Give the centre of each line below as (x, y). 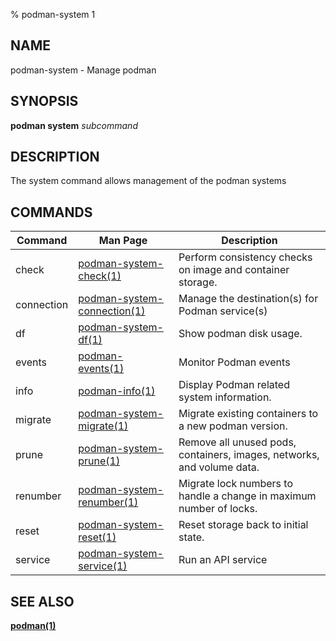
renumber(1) (108, 502)
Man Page (123, 241)
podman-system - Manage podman (83, 70)
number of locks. (218, 509)
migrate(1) (103, 426)
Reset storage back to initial (243, 525)
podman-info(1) (117, 391)
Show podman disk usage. (240, 334)
